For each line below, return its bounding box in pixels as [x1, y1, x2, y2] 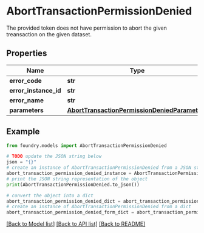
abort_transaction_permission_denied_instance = [6, 171, 132, 177]
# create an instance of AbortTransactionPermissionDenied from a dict [6, 204, 191, 210]
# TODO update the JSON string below [6, 153, 102, 160]
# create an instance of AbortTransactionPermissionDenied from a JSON [6, 165, 191, 171]
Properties [6, 48, 47, 59]
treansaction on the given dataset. [6, 30, 92, 38]
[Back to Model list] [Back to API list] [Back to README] [6, 220, 146, 228]
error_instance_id [9, 86, 62, 94]
